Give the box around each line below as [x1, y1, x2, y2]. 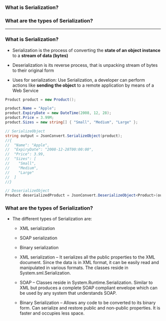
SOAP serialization [19, 235, 58, 241]
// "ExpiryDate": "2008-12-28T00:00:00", [5, 147, 94, 152]
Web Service [12, 87, 39, 93]
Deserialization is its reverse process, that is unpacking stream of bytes [12, 62, 158, 68]
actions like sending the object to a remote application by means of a [12, 82, 154, 88]
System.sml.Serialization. [19, 270, 71, 276]
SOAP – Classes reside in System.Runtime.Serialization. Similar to [19, 279, 153, 286]
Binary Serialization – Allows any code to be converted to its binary [19, 300, 156, 306]
